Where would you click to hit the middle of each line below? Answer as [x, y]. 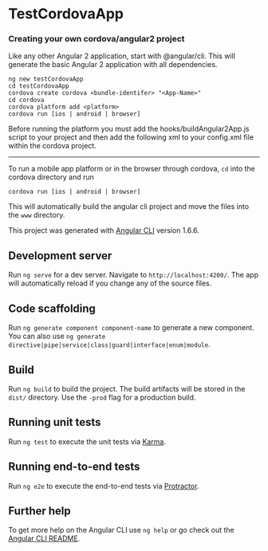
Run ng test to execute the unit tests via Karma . [87, 441]
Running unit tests [55, 422]
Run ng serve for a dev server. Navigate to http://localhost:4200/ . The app [134, 275]
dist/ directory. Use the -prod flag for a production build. [102, 397]
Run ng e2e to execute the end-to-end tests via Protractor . [104, 486]
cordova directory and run [51, 177]
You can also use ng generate [57, 337]
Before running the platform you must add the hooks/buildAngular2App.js [129, 129]
